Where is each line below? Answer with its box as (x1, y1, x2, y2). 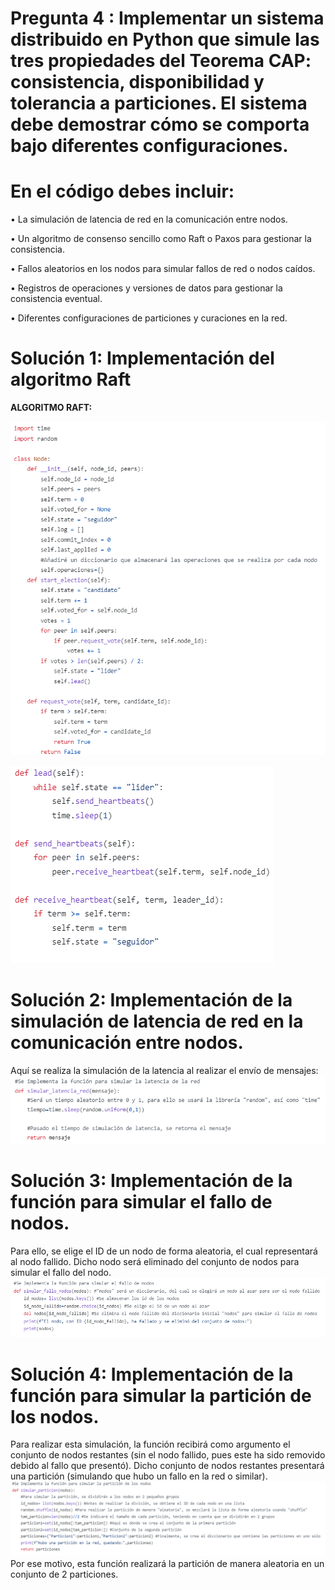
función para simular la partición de (10, 1384, 312, 1407)
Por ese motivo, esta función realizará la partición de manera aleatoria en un (10, 1558, 325, 1570)
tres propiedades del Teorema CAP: (10, 50, 312, 72)
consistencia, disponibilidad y (10, 71, 265, 94)
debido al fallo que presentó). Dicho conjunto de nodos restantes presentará (10, 1460, 325, 1472)
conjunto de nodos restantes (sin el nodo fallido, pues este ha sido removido (10, 1449, 326, 1461)
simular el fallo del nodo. (10, 1267, 112, 1279)
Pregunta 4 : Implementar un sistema (10, 7, 325, 30)
